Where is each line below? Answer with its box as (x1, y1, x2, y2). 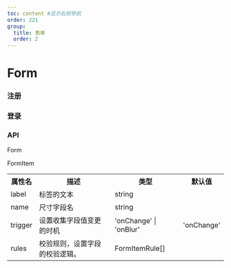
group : (7, 23, 26, 30)
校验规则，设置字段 (38, 239, 102, 249)
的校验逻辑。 (38, 249, 81, 259)
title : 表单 (13, 29, 46, 37)
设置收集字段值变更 (38, 216, 102, 225)
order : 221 (7, 17, 38, 23)
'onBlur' (114, 225, 140, 234)
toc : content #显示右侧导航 (7, 10, 81, 17)
